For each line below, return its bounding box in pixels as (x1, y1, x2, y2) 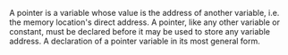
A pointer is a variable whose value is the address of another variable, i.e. (9, 8, 280, 18)
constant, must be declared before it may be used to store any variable (9, 27, 271, 36)
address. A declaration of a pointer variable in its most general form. (9, 35, 261, 46)
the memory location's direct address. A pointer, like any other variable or (9, 17, 280, 27)
